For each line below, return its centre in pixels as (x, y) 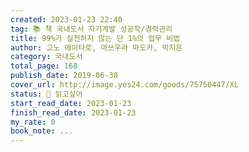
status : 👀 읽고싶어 (46, 94)
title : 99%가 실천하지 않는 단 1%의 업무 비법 (95, 38)
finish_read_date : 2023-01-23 (73, 112)
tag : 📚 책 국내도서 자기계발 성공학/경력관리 (91, 29)
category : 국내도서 (46, 57)
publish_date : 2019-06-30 (64, 76)
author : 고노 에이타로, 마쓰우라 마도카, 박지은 (96, 47)
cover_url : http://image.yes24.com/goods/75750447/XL (125, 85)
